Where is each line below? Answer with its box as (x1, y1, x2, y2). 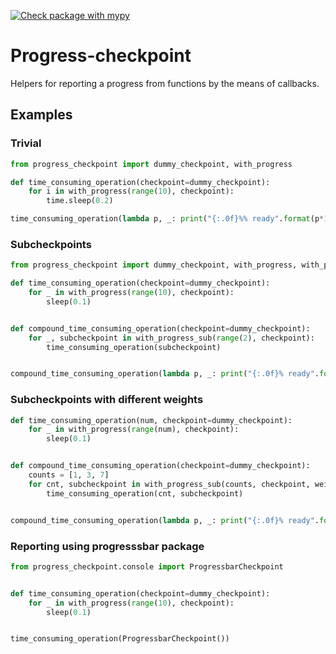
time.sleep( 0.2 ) (46, 196, 114, 206)
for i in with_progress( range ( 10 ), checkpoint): (28, 186, 235, 197)
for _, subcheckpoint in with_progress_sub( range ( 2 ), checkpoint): (28, 333, 315, 343)
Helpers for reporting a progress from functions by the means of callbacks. (10, 77, 320, 89)
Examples (10, 106, 73, 124)
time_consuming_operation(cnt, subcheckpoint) (46, 488, 244, 499)
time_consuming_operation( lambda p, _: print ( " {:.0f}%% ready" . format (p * (10, 214, 325, 224)
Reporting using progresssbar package (10, 539, 205, 553)
